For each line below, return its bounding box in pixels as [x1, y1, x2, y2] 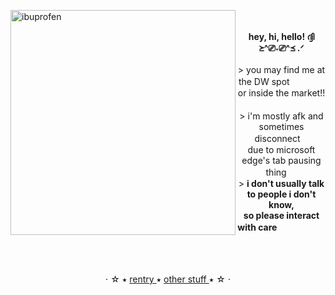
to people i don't [246, 188, 317, 200]
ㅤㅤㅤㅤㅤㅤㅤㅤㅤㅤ [241, 99, 322, 110]
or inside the [237, 87, 290, 99]
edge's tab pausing [241, 155, 322, 166]
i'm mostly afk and [247, 110, 324, 122]
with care [237, 221, 278, 233]
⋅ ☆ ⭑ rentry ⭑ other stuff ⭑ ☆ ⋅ [104, 273, 232, 285]
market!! [291, 87, 326, 99]
